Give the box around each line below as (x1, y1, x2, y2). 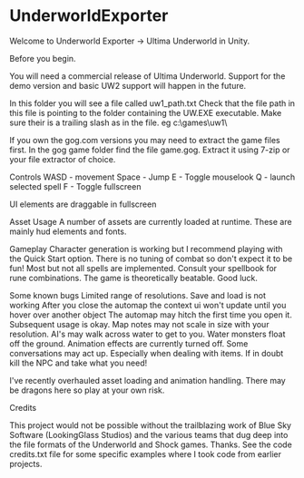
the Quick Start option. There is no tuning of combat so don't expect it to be (9, 253, 293, 264)
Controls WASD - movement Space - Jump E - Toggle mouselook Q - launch (9, 171, 296, 182)
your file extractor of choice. (9, 153, 116, 164)
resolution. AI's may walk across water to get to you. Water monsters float (9, 328, 286, 339)
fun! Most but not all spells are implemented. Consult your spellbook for (9, 262, 278, 273)
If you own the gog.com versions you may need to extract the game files (9, 134, 280, 145)
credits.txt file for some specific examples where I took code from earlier (9, 448, 282, 459)
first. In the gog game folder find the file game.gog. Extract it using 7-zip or (9, 144, 290, 155)
